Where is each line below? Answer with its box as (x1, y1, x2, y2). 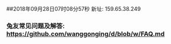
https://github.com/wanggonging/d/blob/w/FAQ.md (6, 30, 165, 38)
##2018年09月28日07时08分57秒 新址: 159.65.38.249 (6, 5, 141, 12)
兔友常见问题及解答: (6, 22, 65, 30)
